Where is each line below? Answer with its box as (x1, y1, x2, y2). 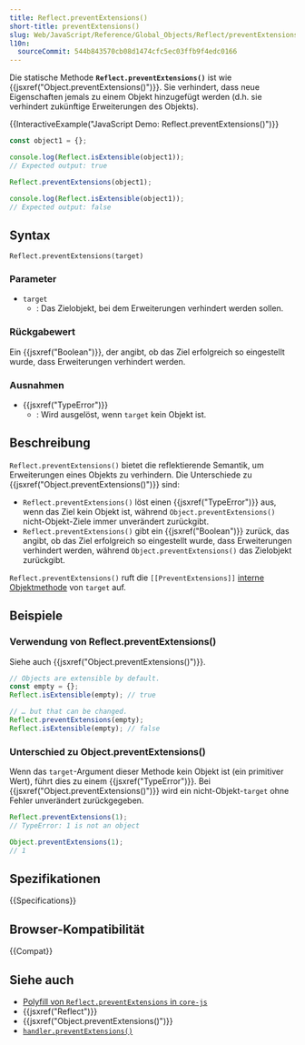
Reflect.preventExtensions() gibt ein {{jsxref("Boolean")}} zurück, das (22, 525, 290, 537)
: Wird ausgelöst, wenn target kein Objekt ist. (35, 409, 207, 420)
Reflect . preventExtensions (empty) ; (9, 716, 144, 725)
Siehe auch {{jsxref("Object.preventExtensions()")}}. (9, 656, 206, 667)
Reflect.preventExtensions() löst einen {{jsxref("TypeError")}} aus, (22, 497, 277, 507)
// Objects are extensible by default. (9, 674, 161, 683)
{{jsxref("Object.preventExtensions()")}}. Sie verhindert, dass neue (9, 82, 261, 93)
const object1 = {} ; (9, 136, 88, 146)
